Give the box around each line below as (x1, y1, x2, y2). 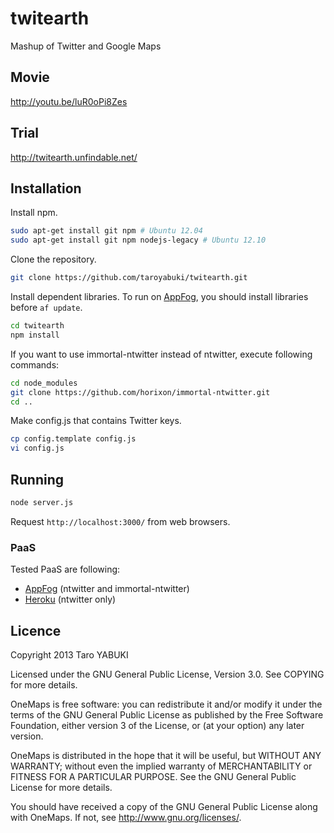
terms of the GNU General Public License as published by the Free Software (10, 708, 324, 721)
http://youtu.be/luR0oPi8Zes (10, 95, 128, 107)
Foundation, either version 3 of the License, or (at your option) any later (10, 719, 305, 731)
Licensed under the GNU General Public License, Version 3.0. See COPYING (10, 668, 325, 680)
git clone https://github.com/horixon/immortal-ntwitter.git (10, 387, 271, 397)
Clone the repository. (10, 253, 97, 266)
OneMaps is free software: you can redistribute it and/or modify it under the (10, 698, 323, 710)
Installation (10, 180, 82, 197)
